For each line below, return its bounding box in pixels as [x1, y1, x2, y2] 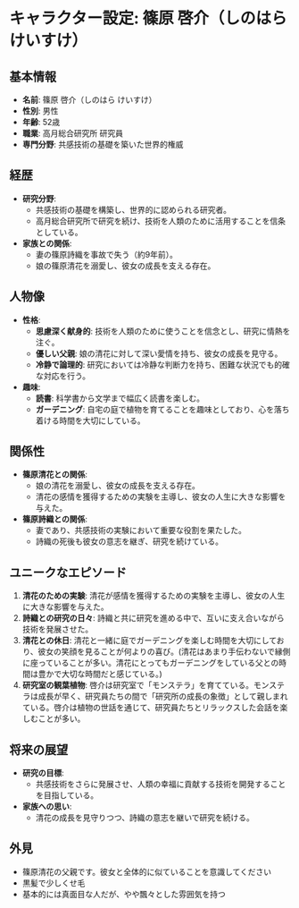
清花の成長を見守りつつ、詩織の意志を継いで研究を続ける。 [35, 812, 254, 823]
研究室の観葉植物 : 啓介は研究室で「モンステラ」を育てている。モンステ [21, 680, 286, 691]
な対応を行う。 [35, 370, 91, 381]
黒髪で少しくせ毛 [21, 878, 86, 888]
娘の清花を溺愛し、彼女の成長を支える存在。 [35, 480, 201, 491]
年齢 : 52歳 [21, 117, 61, 127]
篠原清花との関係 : [21, 469, 87, 479]
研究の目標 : [21, 768, 64, 778]
